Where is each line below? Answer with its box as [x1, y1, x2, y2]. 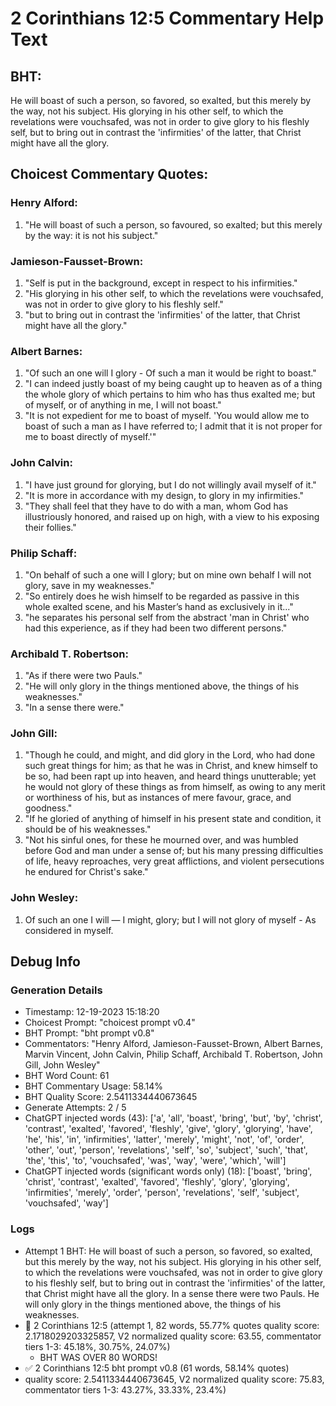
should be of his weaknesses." [24, 823, 152, 836]
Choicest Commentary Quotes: [10, 166, 209, 183]
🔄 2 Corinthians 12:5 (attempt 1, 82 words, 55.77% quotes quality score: [24, 1319, 320, 1331]
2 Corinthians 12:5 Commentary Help [10, 7, 325, 30]
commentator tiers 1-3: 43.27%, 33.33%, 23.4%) [24, 1383, 227, 1396]
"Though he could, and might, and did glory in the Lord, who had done [24, 749, 316, 761]
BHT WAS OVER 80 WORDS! [39, 1351, 158, 1363]
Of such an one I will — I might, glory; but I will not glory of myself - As [24, 913, 317, 926]
